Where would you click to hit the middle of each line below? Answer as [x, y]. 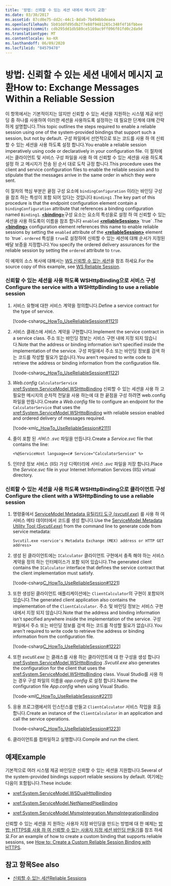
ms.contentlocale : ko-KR [32, 39]
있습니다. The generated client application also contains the [74, 600]
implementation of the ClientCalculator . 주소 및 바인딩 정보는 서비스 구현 [88, 606]
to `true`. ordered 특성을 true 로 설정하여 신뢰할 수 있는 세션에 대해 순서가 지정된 [85, 238]
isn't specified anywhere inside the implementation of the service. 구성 [87, 619]
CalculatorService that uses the [46, 407]
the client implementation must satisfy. [53, 573]
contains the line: [31, 444]
